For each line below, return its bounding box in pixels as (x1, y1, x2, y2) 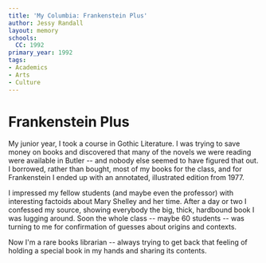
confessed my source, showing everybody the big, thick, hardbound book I (8, 205, 255, 215)
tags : (8, 57, 26, 65)
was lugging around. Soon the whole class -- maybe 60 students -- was (8, 214, 244, 223)
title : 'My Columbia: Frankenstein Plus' (8, 11, 148, 20)
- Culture (8, 78, 41, 86)
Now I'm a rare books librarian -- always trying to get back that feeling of (8, 237, 248, 247)
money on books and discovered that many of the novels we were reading (8, 147, 252, 157)
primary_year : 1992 (8, 49, 73, 57)
